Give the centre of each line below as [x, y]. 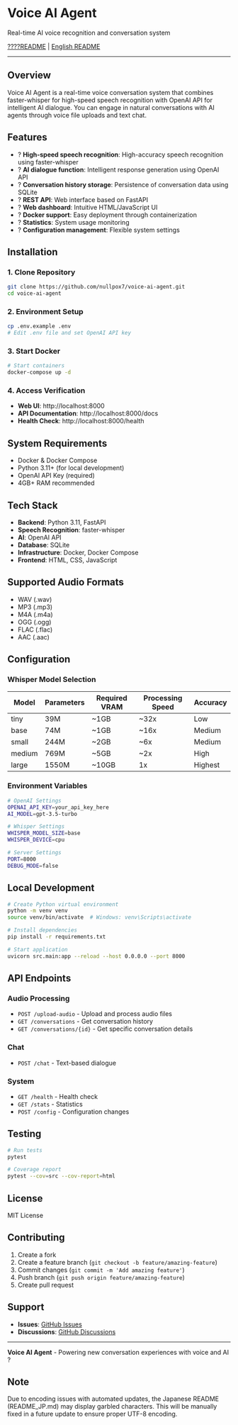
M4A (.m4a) [35, 614]
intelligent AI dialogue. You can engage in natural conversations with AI [111, 107]
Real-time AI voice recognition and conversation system [89, 33]
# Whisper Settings [36, 827]
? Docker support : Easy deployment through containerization [107, 215]
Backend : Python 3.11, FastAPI [62, 522]
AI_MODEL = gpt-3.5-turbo [42, 814]
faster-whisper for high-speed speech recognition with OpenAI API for [110, 100]
